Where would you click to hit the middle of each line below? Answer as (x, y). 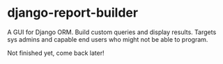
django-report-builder (72, 13)
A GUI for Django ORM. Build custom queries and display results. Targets (112, 32)
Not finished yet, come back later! (56, 53)
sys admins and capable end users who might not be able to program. (108, 39)
